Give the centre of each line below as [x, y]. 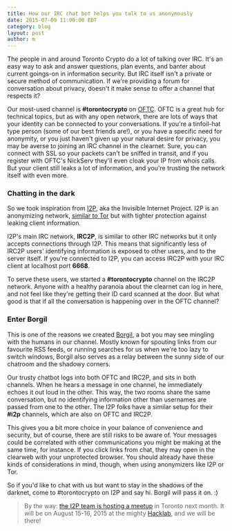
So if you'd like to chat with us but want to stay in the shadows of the [105, 485]
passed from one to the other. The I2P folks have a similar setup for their [110, 406]
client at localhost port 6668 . [49, 266]
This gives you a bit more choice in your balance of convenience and [105, 427]
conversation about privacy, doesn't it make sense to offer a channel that [111, 89]
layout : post [26, 33]
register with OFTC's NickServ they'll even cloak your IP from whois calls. [112, 161]
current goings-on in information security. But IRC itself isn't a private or [110, 74]
